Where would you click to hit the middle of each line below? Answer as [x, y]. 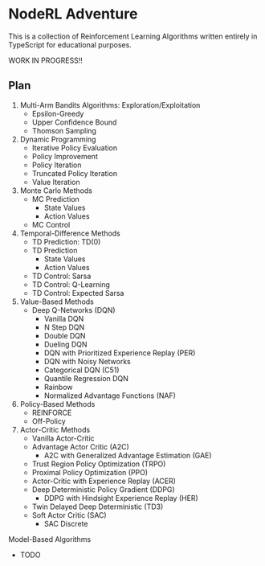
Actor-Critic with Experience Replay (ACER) [104, 481]
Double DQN [65, 335]
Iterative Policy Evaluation [75, 148]
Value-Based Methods [57, 301]
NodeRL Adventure [73, 14]
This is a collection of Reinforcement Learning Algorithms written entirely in [133, 36]
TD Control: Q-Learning [71, 284]
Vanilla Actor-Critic [63, 438]
